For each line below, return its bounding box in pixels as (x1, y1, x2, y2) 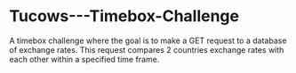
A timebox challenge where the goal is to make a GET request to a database (9, 35, 287, 46)
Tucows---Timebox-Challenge (9, 6, 240, 26)
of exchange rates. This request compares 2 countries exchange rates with (9, 44, 284, 55)
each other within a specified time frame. (9, 54, 160, 64)
